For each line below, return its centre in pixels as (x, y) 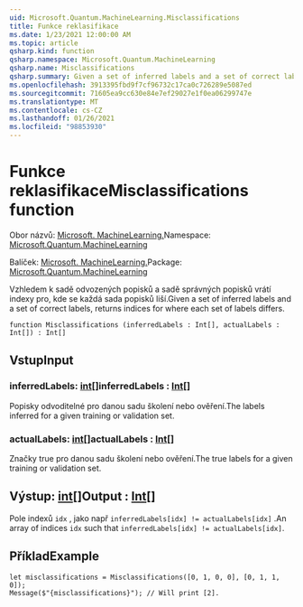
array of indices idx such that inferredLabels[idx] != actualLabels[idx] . (147, 528)
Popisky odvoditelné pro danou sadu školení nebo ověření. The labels (137, 406)
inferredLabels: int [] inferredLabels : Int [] (100, 387)
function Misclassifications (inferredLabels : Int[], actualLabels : (145, 325)
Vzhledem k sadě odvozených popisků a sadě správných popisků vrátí (140, 289)
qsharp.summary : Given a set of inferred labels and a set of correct (145, 77)
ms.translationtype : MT (54, 102)
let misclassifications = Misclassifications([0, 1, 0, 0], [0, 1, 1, (145, 577)
